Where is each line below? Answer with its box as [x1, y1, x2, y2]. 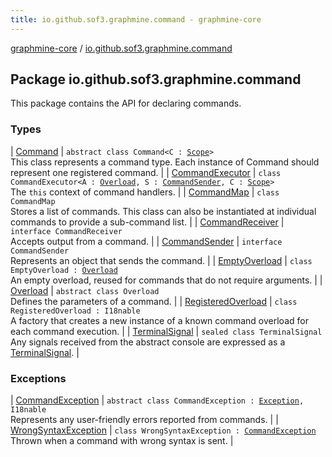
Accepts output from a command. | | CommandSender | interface [10, 235, 283, 247]
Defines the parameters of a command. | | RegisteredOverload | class [10, 295, 298, 307]
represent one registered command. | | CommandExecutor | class [10, 166, 282, 178]
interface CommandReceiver [10, 226, 123, 236]
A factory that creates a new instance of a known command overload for [10, 314, 309, 326]
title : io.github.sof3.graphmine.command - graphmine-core [10, 14, 262, 25]
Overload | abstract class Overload [10, 284, 160, 296]
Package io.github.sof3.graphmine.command [10, 71, 302, 88]
